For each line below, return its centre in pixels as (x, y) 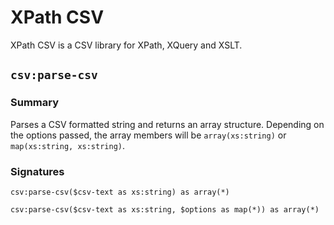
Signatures (37, 171)
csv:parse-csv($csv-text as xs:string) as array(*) (120, 192)
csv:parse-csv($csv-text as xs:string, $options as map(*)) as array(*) (165, 209)
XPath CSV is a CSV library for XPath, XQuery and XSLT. (126, 45)
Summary (35, 103)
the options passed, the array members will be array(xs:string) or (148, 135)
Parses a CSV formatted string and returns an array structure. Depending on (167, 124)
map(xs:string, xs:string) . (68, 145)
